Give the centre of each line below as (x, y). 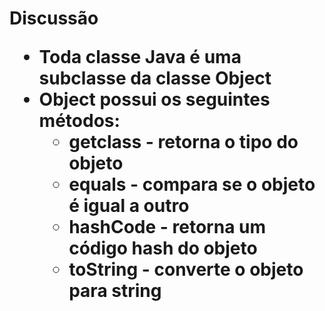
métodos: (79, 121)
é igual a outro (129, 206)
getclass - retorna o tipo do (183, 142)
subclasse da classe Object (155, 78)
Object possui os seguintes (154, 99)
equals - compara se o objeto (192, 184)
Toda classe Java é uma (140, 57)
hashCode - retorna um (167, 227)
